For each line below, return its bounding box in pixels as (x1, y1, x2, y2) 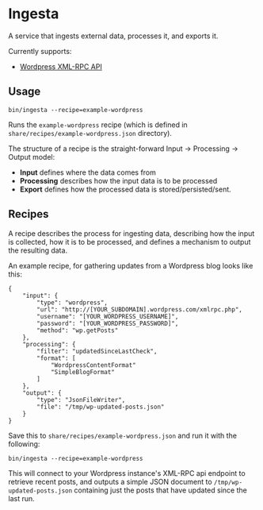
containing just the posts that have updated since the (74, 485, 247, 495)
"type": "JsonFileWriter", (36, 396, 126, 404)
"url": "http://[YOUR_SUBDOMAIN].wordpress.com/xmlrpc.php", (36, 305, 243, 314)
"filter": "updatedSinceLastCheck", (36, 347, 158, 355)
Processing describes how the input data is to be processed (19, 176, 218, 185)
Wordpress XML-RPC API (19, 61, 103, 71)
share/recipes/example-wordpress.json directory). (8, 128, 173, 137)
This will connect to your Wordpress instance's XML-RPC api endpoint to (8, 468, 246, 477)
